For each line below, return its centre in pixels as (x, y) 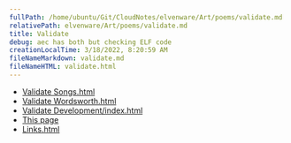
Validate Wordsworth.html (69, 101)
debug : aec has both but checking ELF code (91, 42)
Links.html (41, 129)
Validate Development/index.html (82, 110)
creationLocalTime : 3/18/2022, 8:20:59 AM (88, 50)
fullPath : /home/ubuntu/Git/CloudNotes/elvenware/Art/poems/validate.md (146, 17)
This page (40, 119)
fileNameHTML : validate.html (63, 67)
